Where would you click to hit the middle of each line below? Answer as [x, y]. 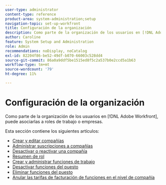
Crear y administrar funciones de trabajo [54, 161]
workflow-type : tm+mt [27, 65]
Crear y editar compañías [38, 141]
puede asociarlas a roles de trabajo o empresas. [54, 121]
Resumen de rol [28, 156]
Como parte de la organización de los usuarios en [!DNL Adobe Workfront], [82, 116]
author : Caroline [23, 37]
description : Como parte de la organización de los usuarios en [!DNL [79, 33]
